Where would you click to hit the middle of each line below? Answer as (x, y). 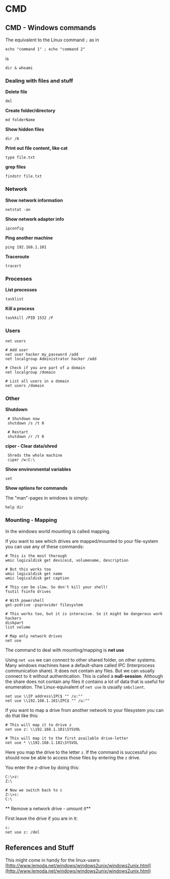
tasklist (15, 299)
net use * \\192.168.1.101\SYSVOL (42, 743)
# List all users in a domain (37, 381)
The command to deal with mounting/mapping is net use (65, 650)
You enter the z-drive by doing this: (42, 767)
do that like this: (22, 716)
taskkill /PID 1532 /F (29, 318)
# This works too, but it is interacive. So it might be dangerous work (84, 614)
